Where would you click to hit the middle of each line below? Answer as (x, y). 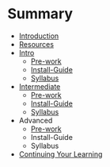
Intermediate (40, 86)
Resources (36, 44)
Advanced (36, 120)
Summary (40, 14)
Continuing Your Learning (61, 154)
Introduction (39, 36)
